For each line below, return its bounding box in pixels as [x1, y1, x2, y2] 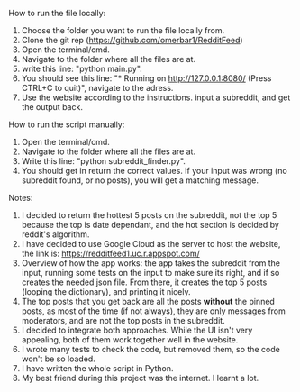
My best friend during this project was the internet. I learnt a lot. [21, 373, 259, 383]
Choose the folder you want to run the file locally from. [21, 25, 225, 35]
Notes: [8, 193, 33, 203]
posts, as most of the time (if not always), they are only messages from [21, 305, 286, 316]
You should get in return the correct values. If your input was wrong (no [21, 166, 287, 176]
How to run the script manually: [8, 119, 125, 130]
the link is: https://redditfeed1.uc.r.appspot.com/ [21, 248, 200, 259]
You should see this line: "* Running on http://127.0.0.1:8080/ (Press [21, 73, 272, 84]
